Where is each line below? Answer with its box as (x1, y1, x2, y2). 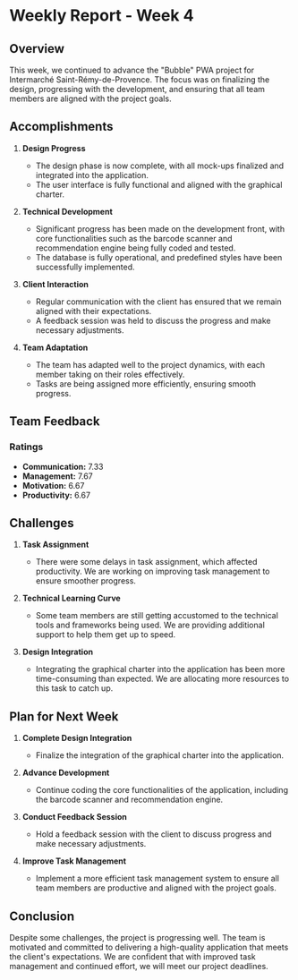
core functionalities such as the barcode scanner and (35, 233, 233, 243)
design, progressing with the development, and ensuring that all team (9, 84, 266, 94)
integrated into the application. (35, 169, 149, 180)
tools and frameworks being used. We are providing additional (35, 619, 266, 631)
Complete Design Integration (21, 733, 132, 744)
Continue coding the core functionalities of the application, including (35, 785, 289, 796)
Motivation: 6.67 (21, 480, 85, 490)
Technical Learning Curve (21, 592, 121, 604)
